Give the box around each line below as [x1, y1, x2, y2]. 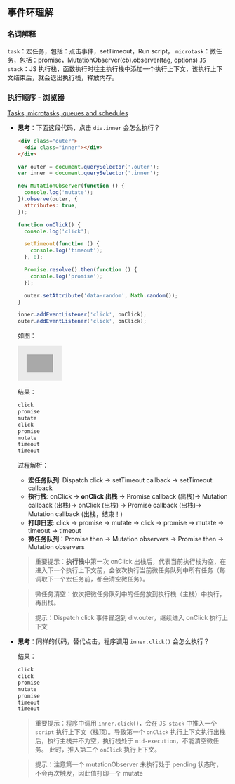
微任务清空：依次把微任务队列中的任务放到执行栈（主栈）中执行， [34, 590, 226, 598]
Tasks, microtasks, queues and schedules [7, 108, 128, 117]
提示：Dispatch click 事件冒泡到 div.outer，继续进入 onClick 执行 [34, 614, 222, 622]
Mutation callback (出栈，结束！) [27, 510, 123, 518]
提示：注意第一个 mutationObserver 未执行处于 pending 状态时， [34, 760, 223, 769]
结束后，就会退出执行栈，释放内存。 [13, 73, 118, 82]
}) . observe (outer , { [17, 195, 78, 203]
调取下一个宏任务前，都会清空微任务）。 [34, 575, 149, 584]
